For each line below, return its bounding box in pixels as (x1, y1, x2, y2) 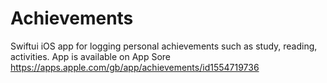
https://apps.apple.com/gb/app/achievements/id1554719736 (10, 61, 260, 73)
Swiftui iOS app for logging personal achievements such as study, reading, (10, 40, 318, 52)
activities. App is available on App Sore (10, 50, 171, 62)
